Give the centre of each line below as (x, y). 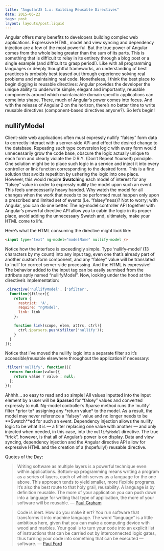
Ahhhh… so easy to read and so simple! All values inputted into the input (78, 395)
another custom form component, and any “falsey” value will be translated (80, 259)
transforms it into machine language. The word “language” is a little (85, 517)
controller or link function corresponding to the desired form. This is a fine (80, 169)
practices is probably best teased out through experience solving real (75, 74)
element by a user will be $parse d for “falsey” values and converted (74, 400)
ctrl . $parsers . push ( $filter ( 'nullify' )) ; (61, 330)
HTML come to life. (24, 221)
